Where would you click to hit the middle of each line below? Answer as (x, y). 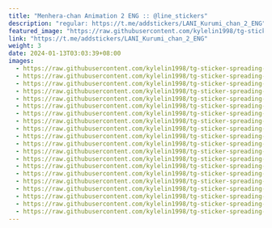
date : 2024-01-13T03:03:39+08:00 (65, 53)
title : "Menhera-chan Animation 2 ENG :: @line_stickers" (108, 16)
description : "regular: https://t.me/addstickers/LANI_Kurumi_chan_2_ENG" (137, 23)
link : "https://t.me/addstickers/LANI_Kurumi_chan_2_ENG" (108, 38)
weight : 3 (25, 46)
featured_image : (36, 31)
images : (21, 61)
